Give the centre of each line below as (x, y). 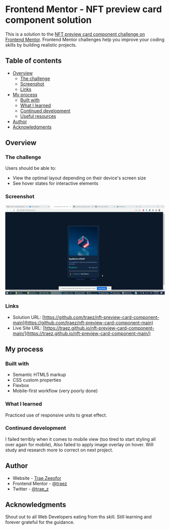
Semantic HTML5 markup (39, 375)
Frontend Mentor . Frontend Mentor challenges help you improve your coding (85, 40)
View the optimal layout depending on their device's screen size (79, 178)
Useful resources (38, 116)
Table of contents (33, 61)
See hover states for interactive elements (55, 183)
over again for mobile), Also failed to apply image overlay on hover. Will (79, 444)
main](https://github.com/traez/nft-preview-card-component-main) (83, 322)
